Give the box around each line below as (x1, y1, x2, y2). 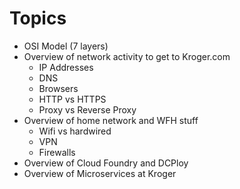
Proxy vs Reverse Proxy (38, 103, 137, 116)
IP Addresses (38, 61, 94, 73)
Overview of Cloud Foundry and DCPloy (23, 157, 189, 169)
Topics (9, 7, 67, 30)
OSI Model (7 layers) (23, 40, 109, 52)
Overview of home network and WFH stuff (23, 114, 199, 126)
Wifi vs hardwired (38, 125, 112, 137)
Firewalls (38, 146, 76, 158)
